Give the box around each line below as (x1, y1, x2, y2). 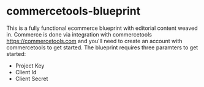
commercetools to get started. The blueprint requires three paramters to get (6, 44, 198, 51)
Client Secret (15, 75, 48, 82)
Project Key (15, 62, 45, 69)
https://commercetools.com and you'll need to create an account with (6, 37, 183, 44)
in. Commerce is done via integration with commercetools (6, 30, 152, 38)
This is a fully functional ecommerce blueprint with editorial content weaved (6, 24, 198, 32)
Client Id (15, 68, 37, 75)
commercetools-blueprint (6, 4, 141, 18)
